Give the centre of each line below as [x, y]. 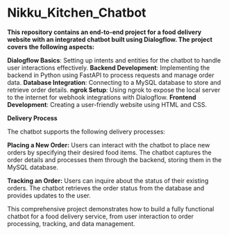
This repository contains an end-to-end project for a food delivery [104, 32]
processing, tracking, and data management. [71, 223]
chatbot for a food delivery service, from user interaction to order [101, 216]
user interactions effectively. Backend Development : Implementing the [109, 67]
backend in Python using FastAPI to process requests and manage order [111, 75]
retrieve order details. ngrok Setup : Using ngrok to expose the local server [114, 90]
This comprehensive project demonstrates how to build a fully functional [111, 209]
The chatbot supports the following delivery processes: [86, 131]
